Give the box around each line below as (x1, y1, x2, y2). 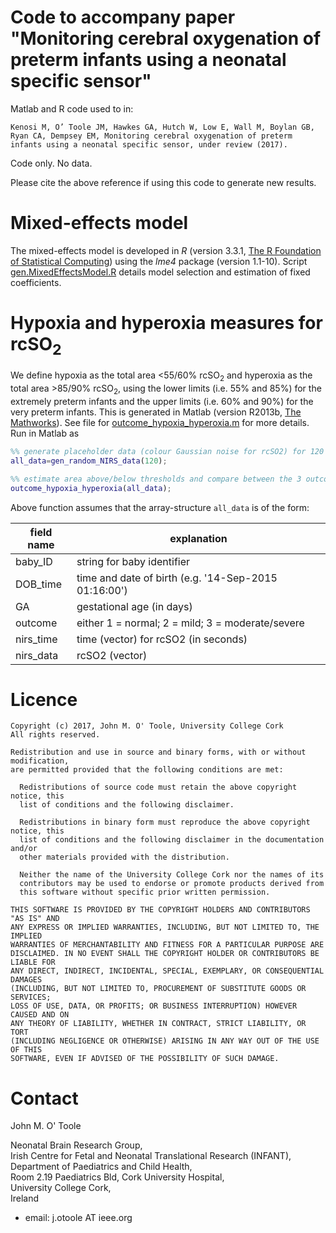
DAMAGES (10, 975, 43, 985)
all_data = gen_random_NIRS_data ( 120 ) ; (10, 456, 168, 466)
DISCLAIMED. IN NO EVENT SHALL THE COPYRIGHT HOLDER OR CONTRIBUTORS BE (10, 949, 320, 959)
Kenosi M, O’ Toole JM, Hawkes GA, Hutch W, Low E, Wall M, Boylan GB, (10, 122, 315, 132)
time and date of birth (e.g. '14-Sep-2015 (76, 571, 278, 585)
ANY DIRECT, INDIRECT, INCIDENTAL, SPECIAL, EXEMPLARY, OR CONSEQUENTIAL (10, 966, 325, 976)
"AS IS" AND (10, 914, 60, 924)
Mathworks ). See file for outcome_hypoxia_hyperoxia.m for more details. (10, 417, 310, 428)
